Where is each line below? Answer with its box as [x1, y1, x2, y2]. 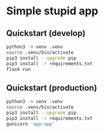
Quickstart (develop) [6, 28, 86, 38]
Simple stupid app [6, 4, 99, 18]
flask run [6, 66, 31, 72]
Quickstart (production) [6, 83, 97, 93]
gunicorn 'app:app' [6, 121, 55, 127]
